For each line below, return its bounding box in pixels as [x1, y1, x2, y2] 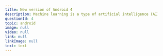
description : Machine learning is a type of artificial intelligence [5, 12, 149, 17]
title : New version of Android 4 [5, 7, 73, 12]
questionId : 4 [5, 16, 34, 21]
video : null [5, 30, 29, 35]
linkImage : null [5, 39, 38, 44]
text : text [5, 43, 27, 48]
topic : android [5, 20, 36, 26]
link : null [5, 35, 27, 39]
